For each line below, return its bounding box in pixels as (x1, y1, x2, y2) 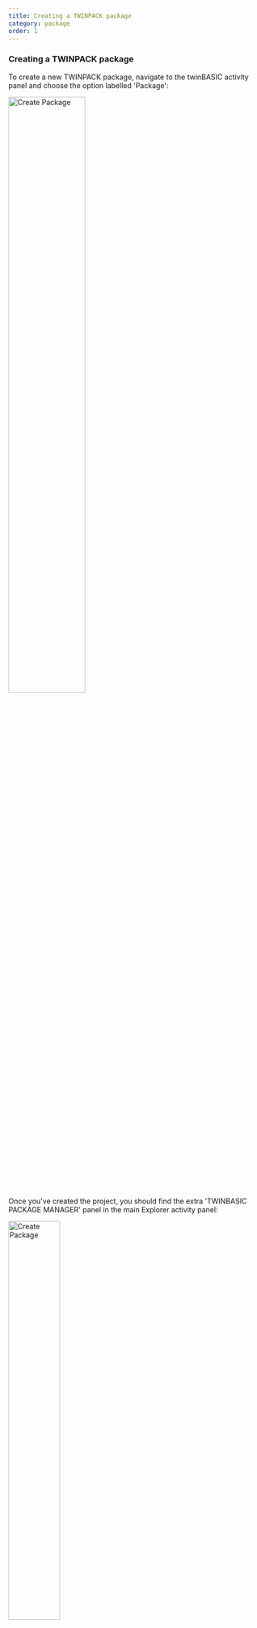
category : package (8, 19, 70, 27)
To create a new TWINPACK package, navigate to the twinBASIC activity (8, 72, 249, 82)
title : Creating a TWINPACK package (8, 11, 132, 20)
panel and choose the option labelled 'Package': (8, 80, 169, 90)
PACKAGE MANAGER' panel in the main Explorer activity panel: (8, 1204, 218, 1214)
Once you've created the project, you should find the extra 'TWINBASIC (8, 1196, 247, 1206)
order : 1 (8, 27, 38, 35)
